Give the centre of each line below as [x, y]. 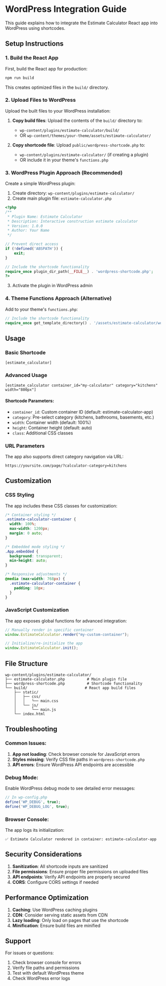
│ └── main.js [35, 710]
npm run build [20, 78]
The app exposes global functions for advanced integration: [66, 620]
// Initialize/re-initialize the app [44, 643]
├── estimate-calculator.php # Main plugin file [66, 679]
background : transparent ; [36, 556]
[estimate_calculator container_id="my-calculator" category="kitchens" [82, 385]
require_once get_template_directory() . [48, 323]
